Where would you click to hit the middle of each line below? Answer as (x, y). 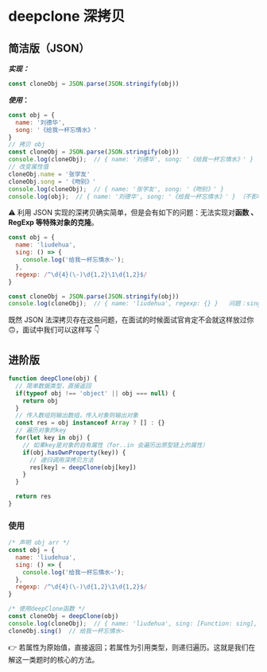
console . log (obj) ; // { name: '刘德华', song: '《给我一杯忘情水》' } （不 (130, 196)
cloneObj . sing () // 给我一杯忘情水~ (66, 631)
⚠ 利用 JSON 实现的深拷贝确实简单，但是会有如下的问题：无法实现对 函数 (129, 212)
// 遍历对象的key (41, 430)
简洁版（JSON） (49, 48)
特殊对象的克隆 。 (70, 223)
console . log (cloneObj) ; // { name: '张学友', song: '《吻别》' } (116, 189)
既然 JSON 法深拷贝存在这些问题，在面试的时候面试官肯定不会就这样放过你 (131, 320)
